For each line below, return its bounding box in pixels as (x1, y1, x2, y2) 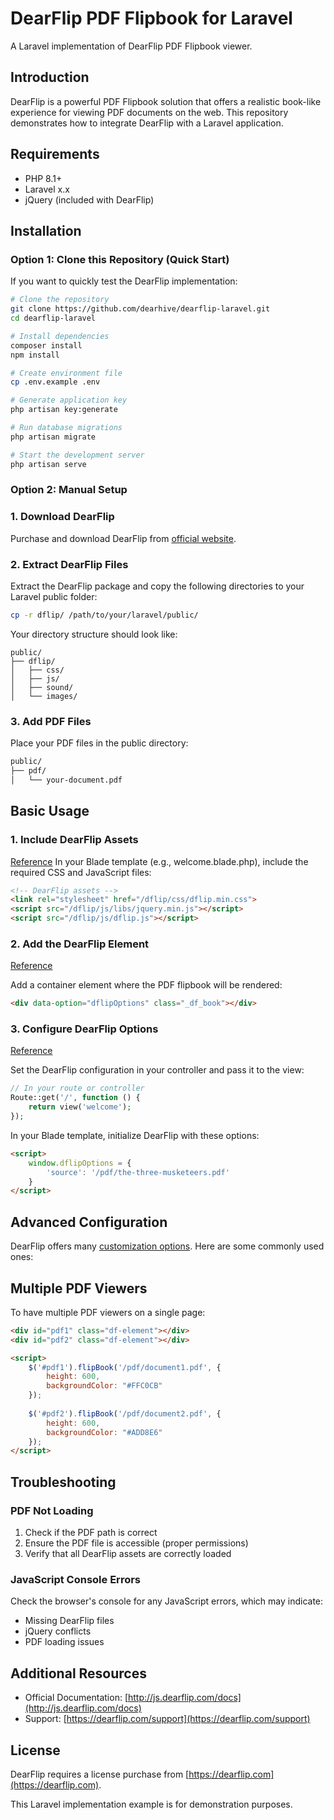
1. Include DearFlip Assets (10, 833, 139, 847)
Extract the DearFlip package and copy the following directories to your (10, 580, 305, 592)
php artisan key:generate (10, 405, 118, 415)
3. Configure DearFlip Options (10, 1022, 159, 1036)
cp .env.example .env (10, 377, 101, 387)
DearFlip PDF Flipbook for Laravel (10, 7, 293, 30)
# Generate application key (10, 395, 128, 406)
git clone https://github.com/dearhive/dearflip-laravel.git (10, 304, 271, 314)
